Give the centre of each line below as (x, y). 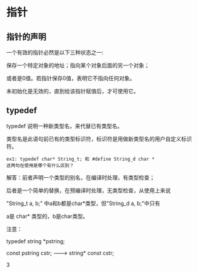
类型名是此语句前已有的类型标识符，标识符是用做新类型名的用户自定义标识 (99, 139)
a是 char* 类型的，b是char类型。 (48, 216)
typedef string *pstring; (36, 241)
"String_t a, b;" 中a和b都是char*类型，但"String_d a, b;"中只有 (83, 203)
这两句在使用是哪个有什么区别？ (40, 165)
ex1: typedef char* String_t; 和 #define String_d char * (81, 159)
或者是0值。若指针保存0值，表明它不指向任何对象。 (71, 78)
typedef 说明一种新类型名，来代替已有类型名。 (64, 126)
